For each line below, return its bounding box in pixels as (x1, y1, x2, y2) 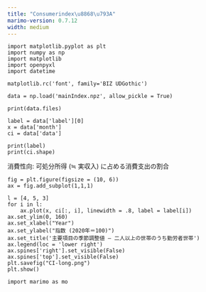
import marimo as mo (7, 279, 69, 286)
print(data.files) (7, 105, 62, 112)
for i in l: (7, 201, 43, 208)
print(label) (7, 143, 46, 150)
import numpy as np (7, 49, 65, 57)
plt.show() (7, 266, 40, 274)
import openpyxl (7, 62, 55, 69)
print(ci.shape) (7, 148, 55, 156)
